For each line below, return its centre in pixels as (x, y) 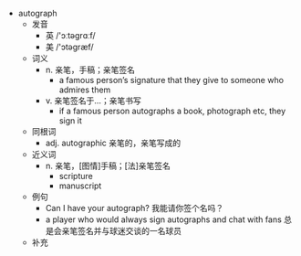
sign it (70, 121)
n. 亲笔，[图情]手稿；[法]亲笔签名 (108, 165)
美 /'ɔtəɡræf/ (69, 47)
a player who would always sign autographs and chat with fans (164, 219)
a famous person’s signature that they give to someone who (171, 80)
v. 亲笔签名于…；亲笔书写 (93, 101)
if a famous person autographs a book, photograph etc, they (172, 111)
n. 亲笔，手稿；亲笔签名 (90, 69)
